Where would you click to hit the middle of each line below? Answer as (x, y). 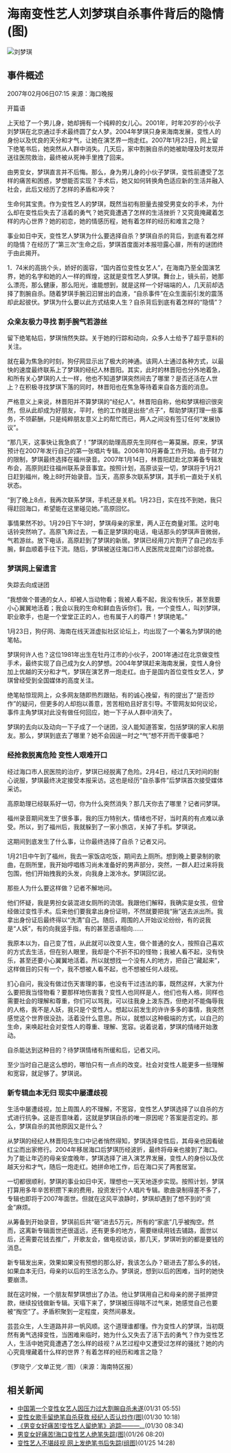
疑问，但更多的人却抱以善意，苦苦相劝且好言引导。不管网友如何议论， (121, 704)
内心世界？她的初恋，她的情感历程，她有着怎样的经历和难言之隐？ (112, 221)
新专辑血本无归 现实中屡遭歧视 (57, 1093)
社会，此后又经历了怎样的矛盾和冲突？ (61, 189)
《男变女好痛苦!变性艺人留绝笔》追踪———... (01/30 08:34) (100, 1425)
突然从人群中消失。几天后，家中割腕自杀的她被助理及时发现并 (136, 148)
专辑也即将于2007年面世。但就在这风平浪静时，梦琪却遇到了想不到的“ (106, 1198)
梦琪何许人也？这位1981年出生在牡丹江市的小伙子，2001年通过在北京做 (108, 655)
